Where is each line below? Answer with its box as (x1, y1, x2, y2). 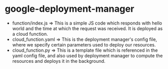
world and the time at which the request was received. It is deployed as (12, 25, 163, 31)
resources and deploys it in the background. (12, 58, 106, 64)
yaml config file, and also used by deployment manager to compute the (12, 52, 163, 59)
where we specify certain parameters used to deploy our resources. (12, 41, 156, 48)
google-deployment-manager (5, 3, 135, 15)
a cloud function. (12, 31, 48, 37)
